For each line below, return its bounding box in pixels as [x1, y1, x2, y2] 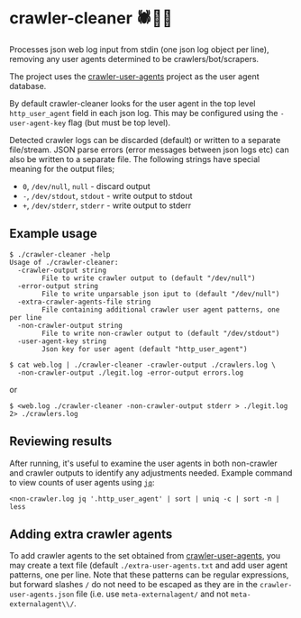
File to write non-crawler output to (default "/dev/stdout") [41, 329, 280, 338]
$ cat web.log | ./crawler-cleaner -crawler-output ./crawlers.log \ [9, 360, 277, 369]
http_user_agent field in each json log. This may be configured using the [9, 107, 278, 118]
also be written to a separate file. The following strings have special [9, 153, 260, 164]
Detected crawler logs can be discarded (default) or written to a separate [9, 134, 281, 145]
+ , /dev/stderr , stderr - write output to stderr [22, 200, 192, 211]
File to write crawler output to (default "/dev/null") [41, 273, 256, 283]
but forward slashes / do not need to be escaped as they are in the [9, 579, 259, 590]
